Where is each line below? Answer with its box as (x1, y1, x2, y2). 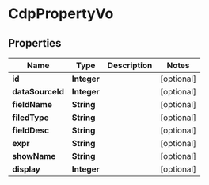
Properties (8, 37, 62, 50)
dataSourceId (12, 87, 65, 97)
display (12, 164, 41, 175)
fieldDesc (12, 125, 50, 136)
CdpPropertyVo (8, 5, 114, 23)
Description (107, 60, 153, 71)
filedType (12, 112, 49, 123)
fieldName (12, 99, 53, 110)
